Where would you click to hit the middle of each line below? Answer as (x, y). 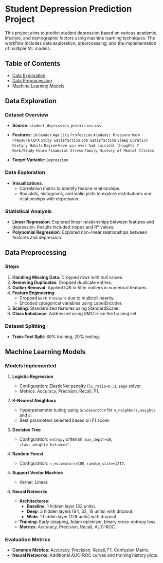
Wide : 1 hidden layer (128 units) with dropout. (72, 516)
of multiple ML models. (28, 48)
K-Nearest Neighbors (34, 400)
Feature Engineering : (34, 293)
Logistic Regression (33, 376)
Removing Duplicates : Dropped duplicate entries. (62, 282)
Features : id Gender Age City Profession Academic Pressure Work (76, 135)
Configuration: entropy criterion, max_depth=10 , (66, 439)
